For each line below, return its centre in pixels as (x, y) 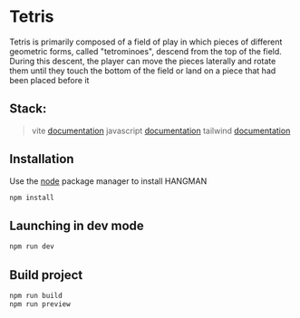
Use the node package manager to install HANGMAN (108, 181)
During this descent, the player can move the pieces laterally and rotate (143, 61)
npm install (32, 198)
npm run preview (40, 304)
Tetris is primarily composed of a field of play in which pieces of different (146, 42)
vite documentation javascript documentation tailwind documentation (161, 130)
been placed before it (49, 80)
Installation (42, 159)
